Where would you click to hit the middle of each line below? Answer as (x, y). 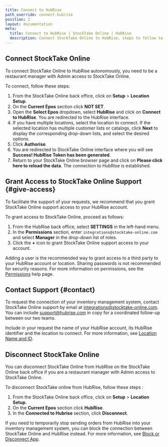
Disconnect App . (23, 439)
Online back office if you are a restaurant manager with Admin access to (80, 372)
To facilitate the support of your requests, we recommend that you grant (80, 202)
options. (21, 139)
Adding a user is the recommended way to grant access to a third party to (82, 258)
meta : (11, 29)
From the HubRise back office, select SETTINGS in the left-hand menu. (86, 227)
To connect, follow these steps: (38, 86)
